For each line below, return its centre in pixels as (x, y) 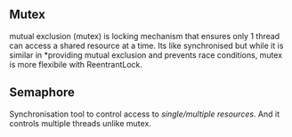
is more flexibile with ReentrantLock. (76, 64)
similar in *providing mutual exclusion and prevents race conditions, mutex (146, 55)
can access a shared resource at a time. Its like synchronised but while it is (146, 45)
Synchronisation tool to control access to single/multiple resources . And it (145, 114)
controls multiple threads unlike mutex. (80, 123)
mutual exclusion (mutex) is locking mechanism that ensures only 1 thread (145, 36)
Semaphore (42, 93)
